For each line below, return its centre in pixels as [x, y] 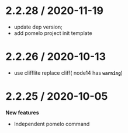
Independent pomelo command [52, 124]
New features [22, 113]
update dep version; [38, 27]
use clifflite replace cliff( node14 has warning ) [68, 73]
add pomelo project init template [53, 33]
